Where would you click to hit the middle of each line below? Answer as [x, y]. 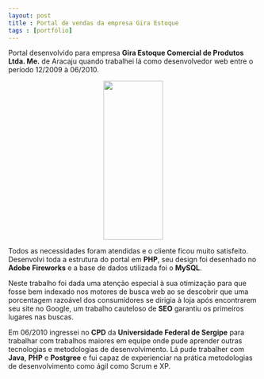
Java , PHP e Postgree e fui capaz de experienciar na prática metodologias [130, 358]
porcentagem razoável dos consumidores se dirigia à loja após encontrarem [132, 300]
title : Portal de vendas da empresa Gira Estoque [94, 23]
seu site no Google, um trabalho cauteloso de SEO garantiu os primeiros [126, 309]
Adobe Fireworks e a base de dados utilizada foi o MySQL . [105, 268]
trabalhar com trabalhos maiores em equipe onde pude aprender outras [125, 341]
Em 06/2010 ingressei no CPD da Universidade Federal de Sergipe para [126, 333]
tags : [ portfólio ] [40, 30]
